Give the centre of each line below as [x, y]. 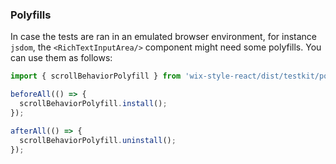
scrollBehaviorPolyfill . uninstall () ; [98, 140]
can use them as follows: [61, 58]
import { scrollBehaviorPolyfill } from [96, 76]
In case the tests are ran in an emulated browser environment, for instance [164, 37]
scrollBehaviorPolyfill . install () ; [93, 104]
